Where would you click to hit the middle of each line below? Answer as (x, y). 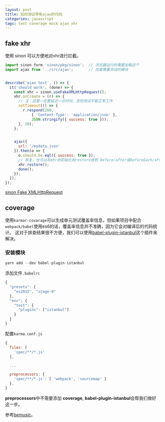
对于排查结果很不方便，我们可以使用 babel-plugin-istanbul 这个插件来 (88, 232)
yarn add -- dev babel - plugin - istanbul (45, 263)
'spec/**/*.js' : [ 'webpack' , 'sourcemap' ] (60, 379)
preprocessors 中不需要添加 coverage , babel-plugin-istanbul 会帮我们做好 (81, 398)
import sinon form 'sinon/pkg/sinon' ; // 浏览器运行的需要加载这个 (72, 65)
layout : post (18, 10)
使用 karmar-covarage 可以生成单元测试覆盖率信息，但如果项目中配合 (73, 220)
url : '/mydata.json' (39, 146)
